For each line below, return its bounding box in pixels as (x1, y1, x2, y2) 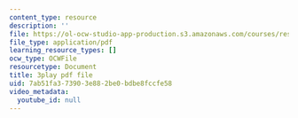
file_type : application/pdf (9, 37, 114, 47)
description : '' (9, 21, 69, 30)
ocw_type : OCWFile (9, 54, 77, 63)
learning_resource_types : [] (9, 46, 117, 55)
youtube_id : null (17, 95, 82, 105)
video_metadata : (9, 87, 69, 96)
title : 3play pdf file (9, 71, 93, 80)
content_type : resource (9, 12, 98, 22)
